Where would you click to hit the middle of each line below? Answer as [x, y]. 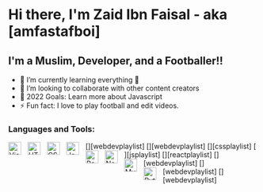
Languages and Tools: [51, 129]
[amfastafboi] [54, 31]
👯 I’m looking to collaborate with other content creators [109, 88]
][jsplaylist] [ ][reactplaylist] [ [170, 155]
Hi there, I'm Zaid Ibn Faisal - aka [118, 15]
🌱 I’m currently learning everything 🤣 [80, 80]
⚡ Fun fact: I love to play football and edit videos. [99, 106]
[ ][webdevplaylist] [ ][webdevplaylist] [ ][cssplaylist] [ [171, 146]
